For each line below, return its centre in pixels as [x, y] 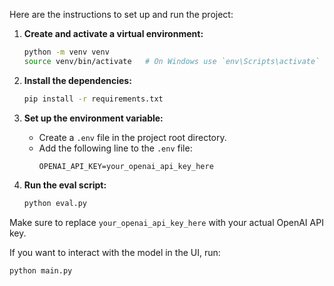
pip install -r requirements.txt [93, 99]
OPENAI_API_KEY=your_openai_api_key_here [126, 166]
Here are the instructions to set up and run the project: [121, 14]
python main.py [41, 270]
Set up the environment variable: [93, 118]
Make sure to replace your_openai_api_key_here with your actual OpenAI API [166, 222]
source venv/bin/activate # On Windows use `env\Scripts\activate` [172, 61]
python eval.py [55, 203]
